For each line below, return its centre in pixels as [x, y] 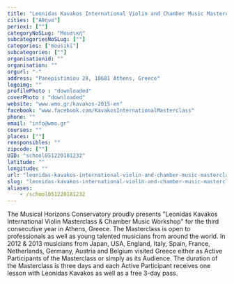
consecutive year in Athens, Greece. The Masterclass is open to [99, 229]
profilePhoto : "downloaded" [49, 91]
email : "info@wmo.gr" [39, 123]
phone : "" [22, 117]
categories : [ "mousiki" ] [43, 46]
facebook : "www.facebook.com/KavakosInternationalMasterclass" [101, 110]
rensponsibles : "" [34, 143]
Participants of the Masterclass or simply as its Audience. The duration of [112, 258]
